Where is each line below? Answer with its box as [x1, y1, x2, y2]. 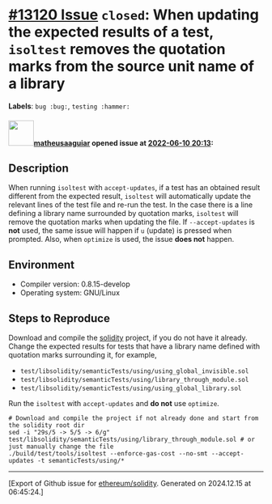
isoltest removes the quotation [8, 40, 226, 58]
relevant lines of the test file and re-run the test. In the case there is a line [8, 200, 253, 210]
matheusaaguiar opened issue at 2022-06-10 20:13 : [33, 138, 214, 147]
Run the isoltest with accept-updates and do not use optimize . [8, 398, 220, 408]
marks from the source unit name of [8, 57, 255, 76]
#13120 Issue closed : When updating [8, 6, 259, 24]
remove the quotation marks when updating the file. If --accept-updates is [8, 217, 255, 227]
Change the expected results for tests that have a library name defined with [8, 341, 261, 351]
